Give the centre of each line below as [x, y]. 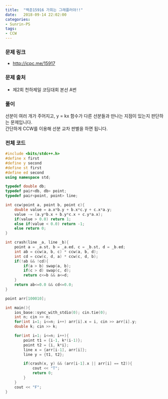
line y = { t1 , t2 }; [44, 354]
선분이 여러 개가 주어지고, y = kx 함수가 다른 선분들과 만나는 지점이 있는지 [78, 116]
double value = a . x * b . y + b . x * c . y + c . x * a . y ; [63, 210]
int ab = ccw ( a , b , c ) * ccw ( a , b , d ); [56, 252]
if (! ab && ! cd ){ [32, 261]
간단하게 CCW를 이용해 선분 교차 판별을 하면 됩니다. [56, 128]
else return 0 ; [30, 228]
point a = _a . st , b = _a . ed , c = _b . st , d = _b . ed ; [70, 247]
